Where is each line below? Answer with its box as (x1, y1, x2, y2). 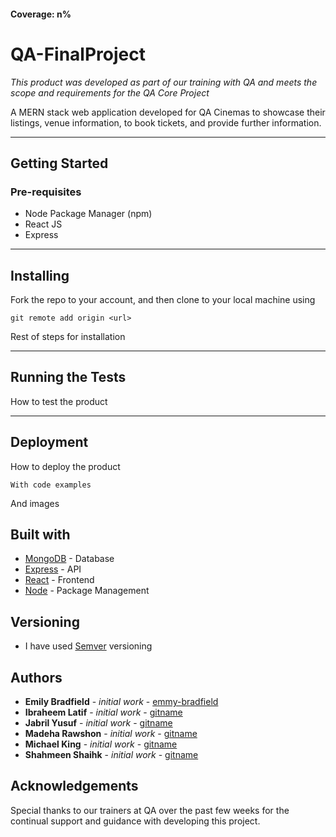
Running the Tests (10, 369, 127, 386)
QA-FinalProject (10, 43, 146, 65)
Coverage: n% (10, 8, 72, 20)
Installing (10, 267, 70, 284)
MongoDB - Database (24, 553, 115, 565)
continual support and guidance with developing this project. (10, 815, 261, 827)
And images (10, 497, 60, 509)
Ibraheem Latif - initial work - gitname (24, 706, 183, 719)
